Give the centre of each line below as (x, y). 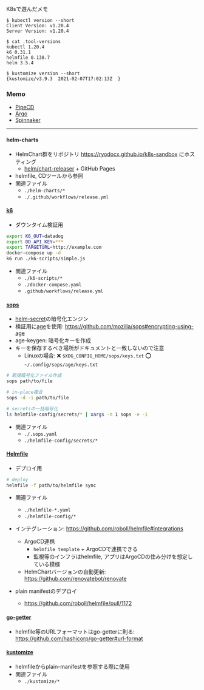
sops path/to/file (29, 381)
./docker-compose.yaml (53, 285)
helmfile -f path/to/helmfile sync (51, 485)
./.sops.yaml (41, 434)
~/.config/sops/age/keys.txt (61, 365)
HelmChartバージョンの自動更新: (65, 572)
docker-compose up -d (34, 253)
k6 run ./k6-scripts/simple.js (46, 259)
